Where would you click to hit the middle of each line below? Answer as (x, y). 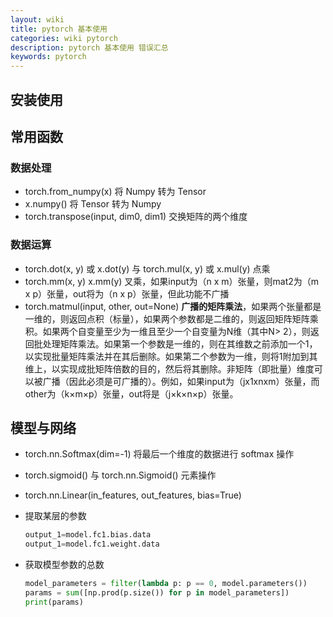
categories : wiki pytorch (64, 38)
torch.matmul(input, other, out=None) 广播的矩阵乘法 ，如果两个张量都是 (173, 306)
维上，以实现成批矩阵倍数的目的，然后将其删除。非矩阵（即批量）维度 (169, 368)
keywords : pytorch (48, 57)
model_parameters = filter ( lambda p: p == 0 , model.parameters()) (166, 584)
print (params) (54, 602)
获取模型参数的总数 (64, 565)
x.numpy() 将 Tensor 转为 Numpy (93, 204)
